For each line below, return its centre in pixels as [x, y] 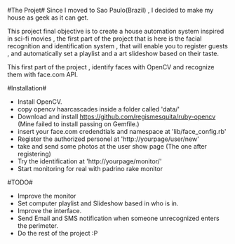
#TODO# [20, 182]
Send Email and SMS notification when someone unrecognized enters [118, 218]
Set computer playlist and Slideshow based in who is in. [98, 203]
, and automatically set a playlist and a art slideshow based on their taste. [113, 53]
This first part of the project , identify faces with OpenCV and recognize [111, 67]
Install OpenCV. [40, 102]
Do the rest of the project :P [58, 233]
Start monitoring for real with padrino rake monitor [90, 169]
